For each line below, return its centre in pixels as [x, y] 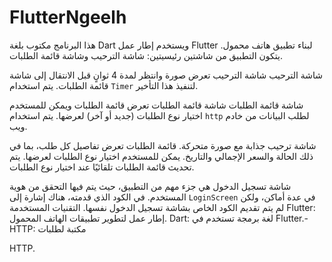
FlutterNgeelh [68, 17]
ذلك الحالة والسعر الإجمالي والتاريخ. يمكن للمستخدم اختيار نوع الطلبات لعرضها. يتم [161, 156]
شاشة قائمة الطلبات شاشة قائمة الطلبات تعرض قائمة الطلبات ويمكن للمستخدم [156, 105]
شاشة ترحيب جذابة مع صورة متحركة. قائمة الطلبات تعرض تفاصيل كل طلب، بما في [163, 145]
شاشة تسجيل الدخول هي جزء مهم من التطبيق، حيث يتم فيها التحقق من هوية [150, 186]
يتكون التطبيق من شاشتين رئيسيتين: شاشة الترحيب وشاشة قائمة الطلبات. [146, 55]
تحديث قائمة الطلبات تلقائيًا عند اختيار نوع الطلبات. [102, 167]
